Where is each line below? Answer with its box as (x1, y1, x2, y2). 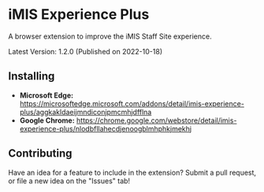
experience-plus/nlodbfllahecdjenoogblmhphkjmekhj (19, 124, 191, 133)
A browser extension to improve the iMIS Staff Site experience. (8, 31, 212, 41)
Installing (8, 69, 55, 83)
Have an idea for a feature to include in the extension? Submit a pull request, (8, 168, 257, 177)
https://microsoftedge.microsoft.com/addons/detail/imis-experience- (19, 98, 244, 108)
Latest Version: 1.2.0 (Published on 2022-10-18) (8, 46, 163, 56)
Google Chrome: (19, 116, 75, 125)
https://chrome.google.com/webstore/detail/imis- (76, 116, 237, 125)
